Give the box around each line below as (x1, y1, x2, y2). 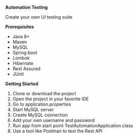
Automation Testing (5, 5, 48, 10)
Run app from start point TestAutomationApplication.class (12, 123, 133, 128)
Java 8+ (12, 34, 30, 39)
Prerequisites (5, 24, 34, 30)
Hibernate (12, 60, 34, 66)
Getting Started (5, 81, 39, 87)
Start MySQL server (12, 107, 54, 112)
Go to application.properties (12, 101, 71, 107)
